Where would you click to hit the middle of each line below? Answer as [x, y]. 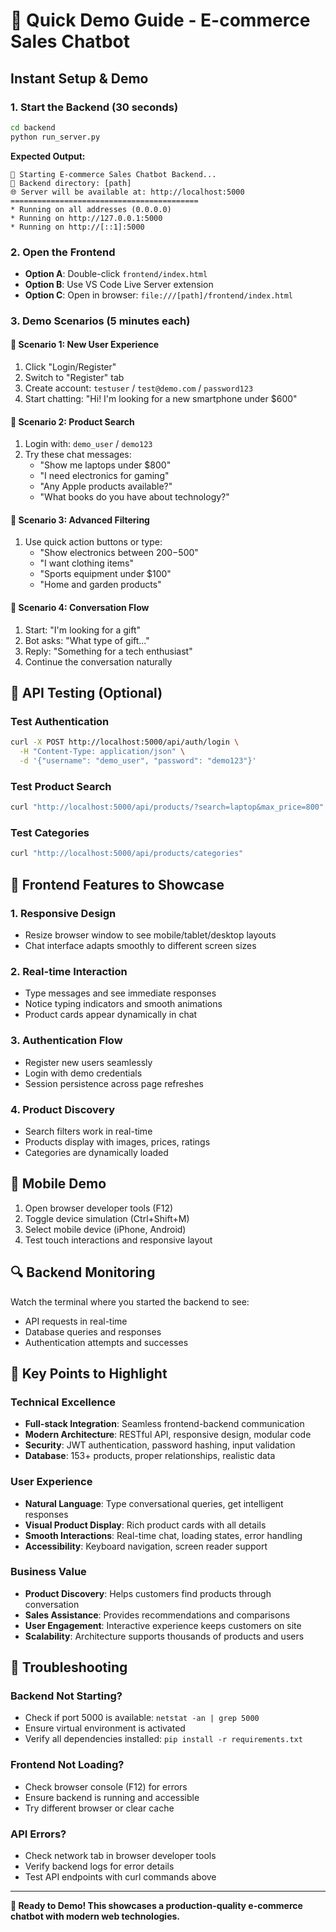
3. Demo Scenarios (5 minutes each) [100, 321]
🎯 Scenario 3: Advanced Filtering [80, 520]
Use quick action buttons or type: [93, 542]
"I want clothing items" [86, 563]
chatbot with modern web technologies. [95, 1916]
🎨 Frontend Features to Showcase [117, 884]
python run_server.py [55, 137]
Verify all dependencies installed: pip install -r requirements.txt [163, 1739]
